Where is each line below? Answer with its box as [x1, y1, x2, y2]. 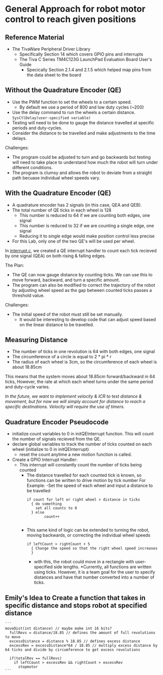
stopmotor [18, 664, 38, 670]
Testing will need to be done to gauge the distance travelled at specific [12, 119, 155, 125]
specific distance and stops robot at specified [5, 601, 147, 610]
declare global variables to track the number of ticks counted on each [12, 441, 152, 447]
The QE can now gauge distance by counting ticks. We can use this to [12, 271, 153, 277]
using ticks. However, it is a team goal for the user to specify [34, 569, 156, 575]
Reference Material [5, 33, 64, 41]
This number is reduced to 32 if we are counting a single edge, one [19, 223, 154, 229]
